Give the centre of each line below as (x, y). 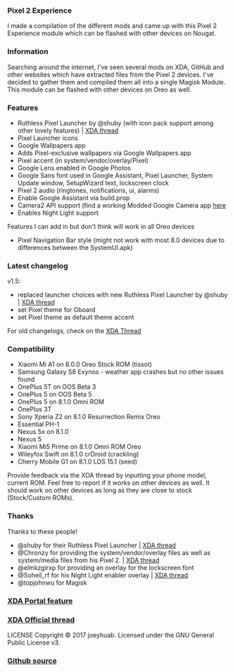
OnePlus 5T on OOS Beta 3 (57, 387)
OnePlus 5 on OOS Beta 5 (55, 394)
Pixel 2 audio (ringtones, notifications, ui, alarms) (88, 190)
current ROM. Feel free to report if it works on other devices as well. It (108, 483)
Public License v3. (34, 642)
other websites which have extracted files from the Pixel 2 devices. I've (110, 74)
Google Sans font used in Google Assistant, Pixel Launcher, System (115, 175)
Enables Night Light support (58, 213)
